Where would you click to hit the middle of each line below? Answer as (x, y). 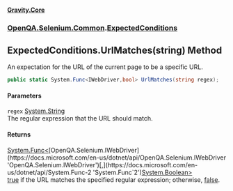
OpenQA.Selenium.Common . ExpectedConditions (93, 28)
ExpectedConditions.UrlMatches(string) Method (115, 50)
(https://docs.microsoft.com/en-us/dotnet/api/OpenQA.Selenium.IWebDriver (117, 158)
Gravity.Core (26, 10)
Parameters (24, 95)
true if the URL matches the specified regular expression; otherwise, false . (114, 179)
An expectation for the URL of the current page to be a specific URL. (105, 67)
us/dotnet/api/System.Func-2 (49, 172)
